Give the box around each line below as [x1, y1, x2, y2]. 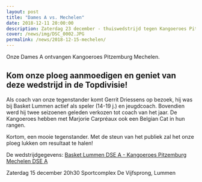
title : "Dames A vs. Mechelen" [6, 14, 85, 20]
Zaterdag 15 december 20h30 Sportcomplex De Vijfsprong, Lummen [6, 169, 176, 176]
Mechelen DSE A [6, 157, 48, 165]
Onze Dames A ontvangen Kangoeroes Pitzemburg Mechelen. [6, 53, 161, 60]
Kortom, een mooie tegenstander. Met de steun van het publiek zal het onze [6, 133, 194, 140]
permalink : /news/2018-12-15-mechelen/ [6, 37, 106, 43]
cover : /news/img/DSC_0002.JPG [6, 31, 85, 37]
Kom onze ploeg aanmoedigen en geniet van [6, 70, 176, 81]
